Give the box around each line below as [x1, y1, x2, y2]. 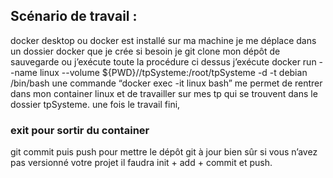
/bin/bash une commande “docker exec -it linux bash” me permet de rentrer [10, 77, 323, 89]
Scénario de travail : [10, 8, 138, 25]
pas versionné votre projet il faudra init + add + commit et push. [10, 157, 273, 169]
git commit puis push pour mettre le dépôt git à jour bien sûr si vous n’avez [10, 146, 318, 158]
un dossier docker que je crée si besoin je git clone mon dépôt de [10, 45, 281, 57]
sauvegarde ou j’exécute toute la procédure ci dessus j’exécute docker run [10, 55, 317, 68]
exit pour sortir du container [10, 123, 150, 137]
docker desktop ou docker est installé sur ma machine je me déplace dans [10, 34, 317, 46]
